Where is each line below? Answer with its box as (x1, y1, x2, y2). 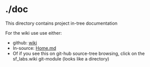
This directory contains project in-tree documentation (5, 20, 118, 26)
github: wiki (12, 39, 37, 46)
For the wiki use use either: (5, 30, 62, 36)
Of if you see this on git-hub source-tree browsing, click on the (12, 50, 145, 56)
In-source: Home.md (12, 45, 56, 51)
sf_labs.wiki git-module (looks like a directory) (12, 55, 109, 61)
